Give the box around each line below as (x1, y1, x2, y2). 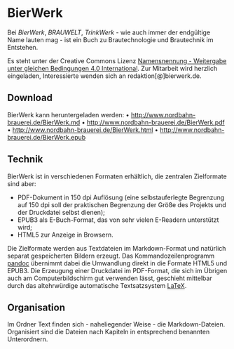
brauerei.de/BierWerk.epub (7, 133, 86, 141)
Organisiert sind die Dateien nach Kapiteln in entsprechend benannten (7, 328, 210, 336)
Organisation (7, 301, 65, 313)
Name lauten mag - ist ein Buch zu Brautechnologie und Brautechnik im (7, 35, 214, 44)
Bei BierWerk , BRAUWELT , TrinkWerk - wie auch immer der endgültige (7, 28, 211, 37)
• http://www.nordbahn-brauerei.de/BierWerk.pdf (81, 118, 226, 126)
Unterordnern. (7, 335, 48, 343)
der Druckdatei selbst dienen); (17, 208, 105, 216)
